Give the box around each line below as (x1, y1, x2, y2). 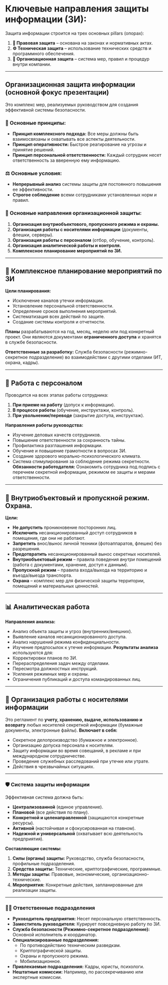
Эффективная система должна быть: (5, 794, 84, 800)
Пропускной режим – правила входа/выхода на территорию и (12, 567, 147, 573)
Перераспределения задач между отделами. (12, 660, 110, 666)
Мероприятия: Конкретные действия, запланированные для (12, 882, 143, 888)
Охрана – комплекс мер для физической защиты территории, (12, 578, 145, 584)
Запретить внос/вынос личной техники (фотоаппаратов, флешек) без (12, 540, 162, 546)
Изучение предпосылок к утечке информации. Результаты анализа (12, 644, 158, 650)
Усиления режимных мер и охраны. (12, 671, 89, 677)
